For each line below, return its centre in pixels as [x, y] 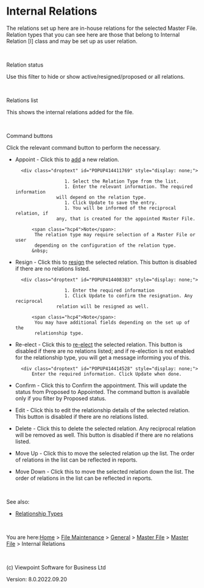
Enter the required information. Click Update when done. [107, 374]
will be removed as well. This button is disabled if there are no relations [104, 435]
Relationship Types [39, 514]
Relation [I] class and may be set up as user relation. [72, 41]
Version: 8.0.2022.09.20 [37, 579]
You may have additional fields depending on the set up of [112, 322]
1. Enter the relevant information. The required [128, 187]
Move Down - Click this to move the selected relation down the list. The [105, 471]
